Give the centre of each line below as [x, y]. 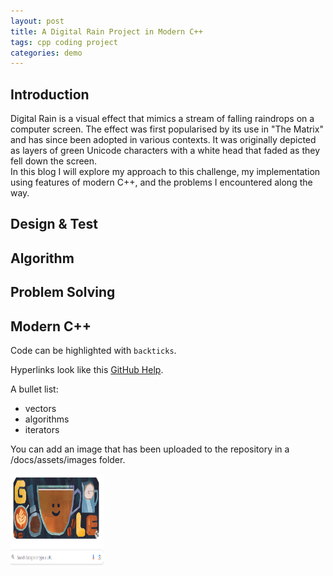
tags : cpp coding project [64, 42]
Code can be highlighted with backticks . [93, 351]
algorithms [47, 419]
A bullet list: [34, 389]
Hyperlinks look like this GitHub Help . [87, 370]
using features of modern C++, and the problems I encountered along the [161, 182]
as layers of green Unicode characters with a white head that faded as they [165, 151]
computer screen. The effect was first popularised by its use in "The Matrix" [167, 129]
